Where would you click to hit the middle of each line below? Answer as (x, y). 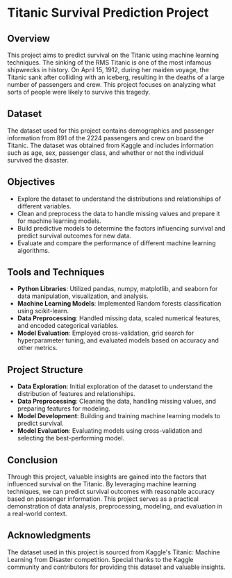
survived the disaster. (38, 160)
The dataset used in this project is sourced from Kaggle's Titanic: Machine (114, 552)
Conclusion (33, 460)
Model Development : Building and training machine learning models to (119, 416)
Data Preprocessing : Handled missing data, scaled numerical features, (119, 318)
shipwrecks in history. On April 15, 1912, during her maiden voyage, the (108, 70)
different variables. (44, 206)
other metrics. (37, 348)
